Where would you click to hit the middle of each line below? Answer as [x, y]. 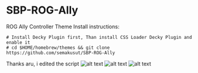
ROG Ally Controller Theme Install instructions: [63, 26]
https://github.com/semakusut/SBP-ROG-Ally [61, 53]
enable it [18, 42]
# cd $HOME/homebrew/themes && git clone [58, 48]
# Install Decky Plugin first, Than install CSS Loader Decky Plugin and [99, 37]
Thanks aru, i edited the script [43, 64]
